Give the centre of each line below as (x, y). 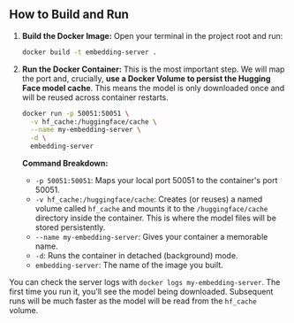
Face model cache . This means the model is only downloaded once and (153, 88)
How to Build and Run (69, 15)
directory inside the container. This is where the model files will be (155, 218)
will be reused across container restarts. (95, 97)
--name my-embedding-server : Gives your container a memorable (151, 237)
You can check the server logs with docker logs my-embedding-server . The (145, 282)
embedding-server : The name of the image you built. (129, 265)
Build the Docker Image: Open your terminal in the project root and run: (152, 35)
